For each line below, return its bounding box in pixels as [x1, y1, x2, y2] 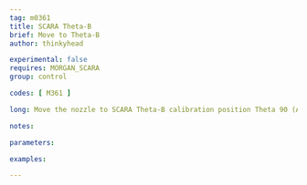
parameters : [9, 138, 55, 147]
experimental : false [9, 56, 89, 65]
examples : [9, 154, 48, 164]
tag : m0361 [9, 13, 51, 23]
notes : [9, 121, 35, 130]
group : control [9, 72, 68, 82]
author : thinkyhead [9, 38, 84, 48]
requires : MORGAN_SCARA [9, 64, 101, 73]
